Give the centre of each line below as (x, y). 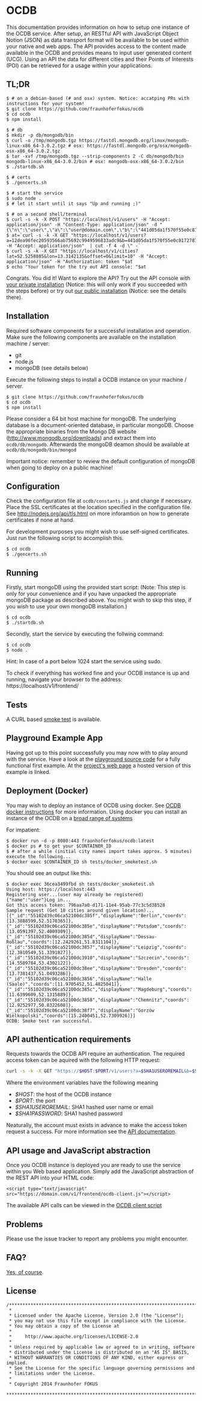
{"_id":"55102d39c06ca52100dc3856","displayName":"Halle (79, 979)
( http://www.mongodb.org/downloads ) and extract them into (81, 438)
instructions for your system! (45, 104)
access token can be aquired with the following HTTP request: (83, 1060)
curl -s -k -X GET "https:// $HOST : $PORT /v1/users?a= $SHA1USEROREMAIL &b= (99, 1071)
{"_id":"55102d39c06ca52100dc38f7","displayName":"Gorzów (80, 1010)
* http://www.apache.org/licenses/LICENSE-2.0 (73, 1337)
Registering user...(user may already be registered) (75, 894)
